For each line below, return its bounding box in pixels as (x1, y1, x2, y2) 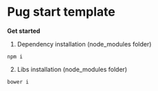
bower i (7, 78, 30, 86)
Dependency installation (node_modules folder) (16, 40, 152, 48)
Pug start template (7, 4, 115, 20)
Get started (7, 27, 41, 35)
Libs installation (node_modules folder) (16, 65, 128, 73)
